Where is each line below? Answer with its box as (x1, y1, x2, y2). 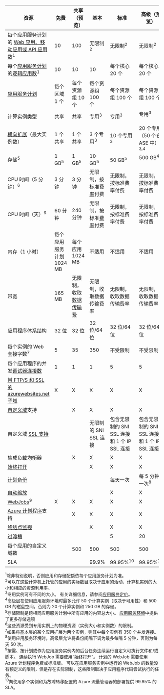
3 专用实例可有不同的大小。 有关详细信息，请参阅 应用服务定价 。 (5, 590, 133, 597)
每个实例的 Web (7, 343, 44, 350)
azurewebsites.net (7, 390, 50, 397)
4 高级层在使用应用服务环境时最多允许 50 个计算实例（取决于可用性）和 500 (5, 596, 157, 603)
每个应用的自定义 (7, 543, 47, 549)
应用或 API (12, 46, 37, 53)
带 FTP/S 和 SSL (7, 376, 45, 383)
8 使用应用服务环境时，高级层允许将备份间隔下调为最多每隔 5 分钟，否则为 (5, 634, 154, 641)
